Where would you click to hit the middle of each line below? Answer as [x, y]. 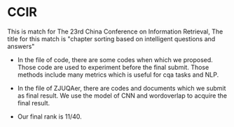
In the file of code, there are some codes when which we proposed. [115, 59]
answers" [21, 46]
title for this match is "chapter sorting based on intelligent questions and [111, 38]
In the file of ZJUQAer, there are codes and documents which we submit [122, 88]
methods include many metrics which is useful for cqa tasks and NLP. [118, 75]
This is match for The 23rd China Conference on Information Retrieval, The [115, 31]
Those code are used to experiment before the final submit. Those [113, 67]
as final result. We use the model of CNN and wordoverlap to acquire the [122, 96]
